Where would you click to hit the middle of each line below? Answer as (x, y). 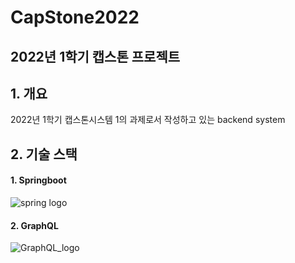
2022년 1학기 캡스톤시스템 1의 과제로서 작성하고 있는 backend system (148, 120)
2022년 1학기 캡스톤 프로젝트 (95, 56)
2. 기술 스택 (44, 154)
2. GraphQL (34, 225)
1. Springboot (38, 180)
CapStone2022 (75, 17)
